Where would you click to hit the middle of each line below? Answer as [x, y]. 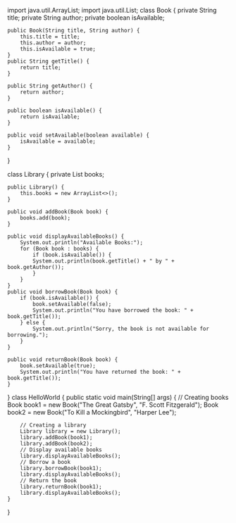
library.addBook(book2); [56, 443]
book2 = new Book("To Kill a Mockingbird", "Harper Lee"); [92, 412]
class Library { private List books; [56, 174]
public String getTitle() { [49, 61]
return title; [41, 68]
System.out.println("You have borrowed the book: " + [113, 310]
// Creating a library [53, 425]
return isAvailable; [50, 117]
